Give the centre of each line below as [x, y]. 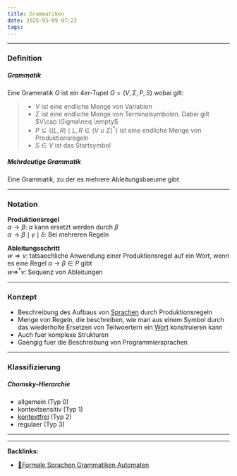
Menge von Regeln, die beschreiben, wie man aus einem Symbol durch [121, 320]
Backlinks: [23, 451]
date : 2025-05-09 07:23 [42, 20]
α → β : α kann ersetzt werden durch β [63, 227]
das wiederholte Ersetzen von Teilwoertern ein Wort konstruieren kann [120, 327]
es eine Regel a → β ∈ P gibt [50, 263]
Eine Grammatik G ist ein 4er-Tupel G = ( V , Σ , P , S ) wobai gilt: [96, 93]
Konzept [22, 297]
